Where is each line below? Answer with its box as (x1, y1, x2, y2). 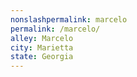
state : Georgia (10, 52, 74, 62)
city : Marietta (10, 42, 74, 53)
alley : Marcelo (10, 33, 74, 43)
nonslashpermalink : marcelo (10, 14, 128, 25)
